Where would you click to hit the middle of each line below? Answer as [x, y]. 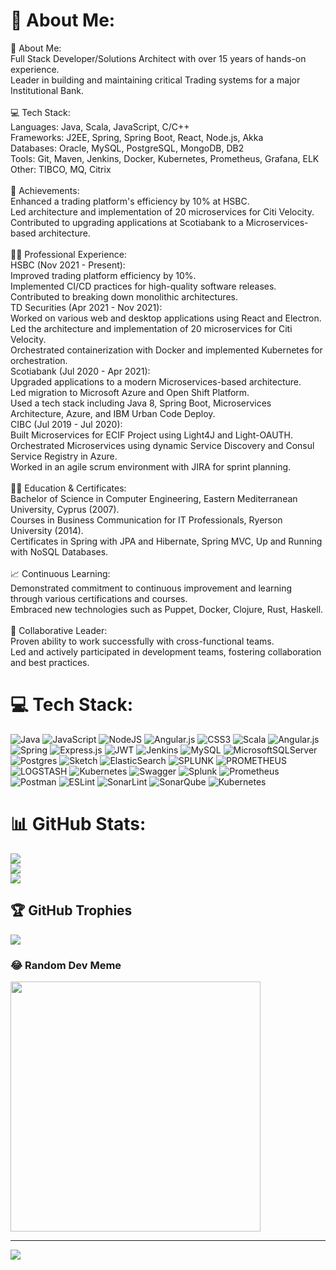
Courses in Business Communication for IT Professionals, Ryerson [146, 520]
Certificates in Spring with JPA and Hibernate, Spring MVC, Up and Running [166, 541]
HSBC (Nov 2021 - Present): [68, 265]
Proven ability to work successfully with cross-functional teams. [142, 641]
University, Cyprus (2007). [65, 509]
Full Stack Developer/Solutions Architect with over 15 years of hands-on [158, 58]
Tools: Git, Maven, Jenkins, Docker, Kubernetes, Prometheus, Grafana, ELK [165, 158]
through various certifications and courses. [99, 598]
